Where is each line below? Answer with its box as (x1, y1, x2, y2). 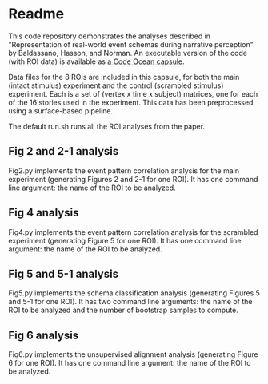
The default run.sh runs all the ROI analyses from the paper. (8, 121, 206, 131)
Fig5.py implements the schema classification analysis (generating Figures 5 (8, 288, 260, 298)
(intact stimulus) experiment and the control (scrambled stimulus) (8, 81, 224, 90)
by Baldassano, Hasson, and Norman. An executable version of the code (8, 48, 248, 57)
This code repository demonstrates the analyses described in (8, 31, 210, 41)
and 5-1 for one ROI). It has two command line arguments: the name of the (8, 297, 253, 307)
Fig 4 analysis (8, 206, 79, 220)
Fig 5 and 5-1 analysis (8, 267, 118, 280)
